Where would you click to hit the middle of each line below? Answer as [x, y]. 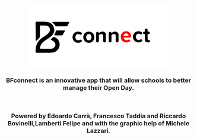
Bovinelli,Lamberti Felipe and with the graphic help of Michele [99, 124]
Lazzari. [99, 131]
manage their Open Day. [99, 87]
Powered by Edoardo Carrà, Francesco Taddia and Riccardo [99, 116]
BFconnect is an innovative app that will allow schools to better [99, 80]
